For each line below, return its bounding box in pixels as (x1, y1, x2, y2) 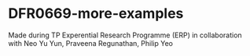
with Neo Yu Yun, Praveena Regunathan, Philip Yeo (8, 38, 173, 47)
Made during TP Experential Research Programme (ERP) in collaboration (8, 30, 242, 40)
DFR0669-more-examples (8, 5, 184, 23)
